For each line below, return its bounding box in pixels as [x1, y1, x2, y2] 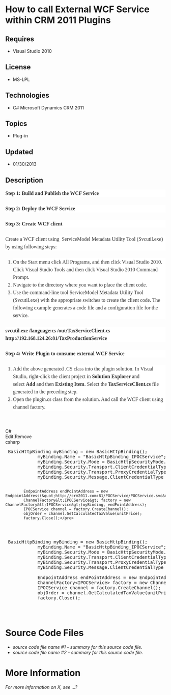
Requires [5, 35, 35, 43]
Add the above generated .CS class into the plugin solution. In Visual [13, 366, 154, 372]
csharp [5, 439, 20, 445]
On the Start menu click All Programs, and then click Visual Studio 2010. [13, 259, 162, 265]
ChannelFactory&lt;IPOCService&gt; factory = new [23, 498, 131, 503]
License [5, 63, 31, 72]
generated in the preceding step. [13, 389, 78, 395]
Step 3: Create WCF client [5, 221, 63, 227]
